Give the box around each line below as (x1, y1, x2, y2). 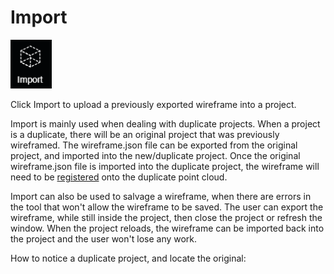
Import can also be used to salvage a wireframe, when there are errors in (10, 190, 312, 202)
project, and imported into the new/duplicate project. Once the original (10, 149, 301, 161)
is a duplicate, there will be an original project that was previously (10, 128, 280, 140)
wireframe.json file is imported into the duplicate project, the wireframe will (10, 160, 320, 172)
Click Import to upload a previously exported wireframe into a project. (10, 98, 297, 110)
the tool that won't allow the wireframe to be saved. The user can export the (10, 201, 324, 213)
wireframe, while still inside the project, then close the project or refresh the (10, 211, 323, 223)
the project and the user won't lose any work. (10, 232, 198, 245)
